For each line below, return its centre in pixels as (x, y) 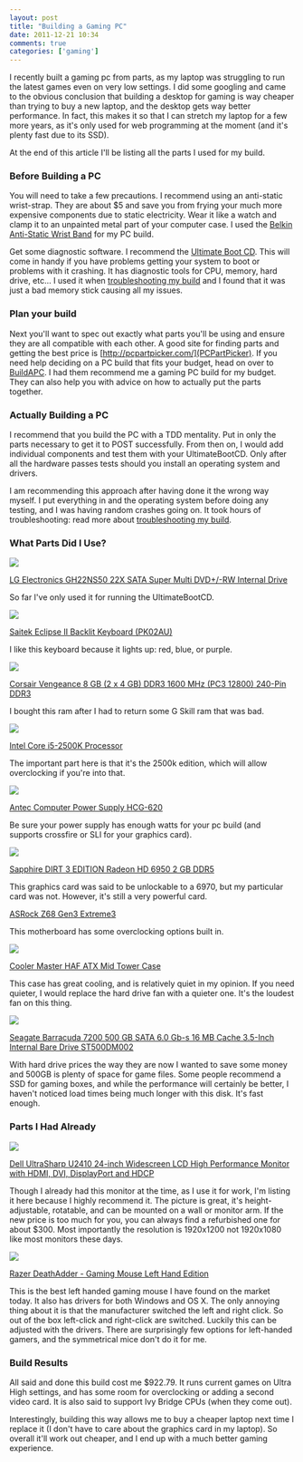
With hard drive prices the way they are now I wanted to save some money (148, 1065)
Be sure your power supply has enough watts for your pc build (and (135, 825)
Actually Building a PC (59, 415)
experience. (32, 1447)
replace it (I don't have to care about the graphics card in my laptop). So (143, 1428)
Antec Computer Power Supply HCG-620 (86, 808)
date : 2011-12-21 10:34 (54, 34)
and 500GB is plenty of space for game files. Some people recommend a (146, 1074)
